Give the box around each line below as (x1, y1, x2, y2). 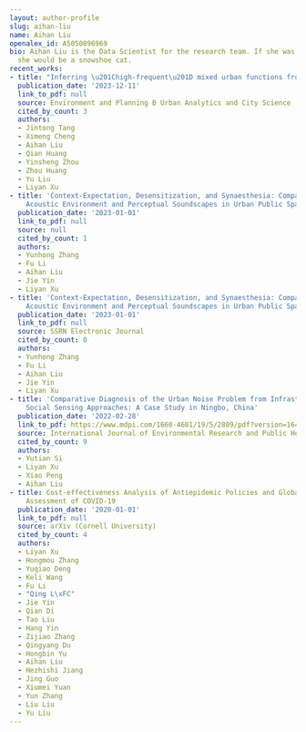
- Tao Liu (17, 615, 55, 624)
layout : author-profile (9, 13, 100, 23)
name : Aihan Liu (9, 30, 71, 39)
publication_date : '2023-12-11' (17, 81, 141, 90)
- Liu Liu (17, 699, 55, 709)
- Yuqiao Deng (17, 564, 71, 573)
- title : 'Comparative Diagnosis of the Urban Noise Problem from (9, 395, 267, 404)
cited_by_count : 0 (17, 335, 88, 345)
